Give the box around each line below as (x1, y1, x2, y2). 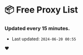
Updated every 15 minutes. (4, 25, 70, 32)
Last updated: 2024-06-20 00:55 (11, 36, 77, 42)
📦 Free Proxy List (4, 4, 78, 16)
